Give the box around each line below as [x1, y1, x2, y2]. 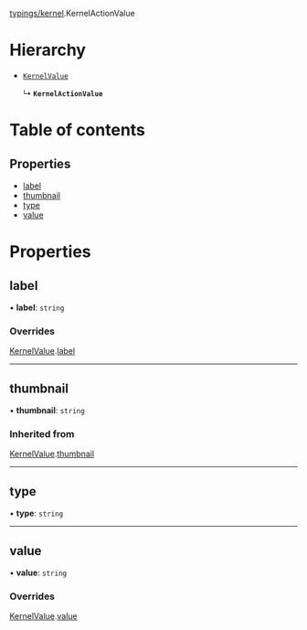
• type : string [9, 507, 64, 519]
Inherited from [9, 427, 75, 440]
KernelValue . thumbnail [9, 448, 94, 460]
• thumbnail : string [9, 405, 85, 416]
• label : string [9, 302, 65, 313]
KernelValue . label [9, 346, 76, 357]
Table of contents [9, 120, 146, 141]
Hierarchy [9, 40, 87, 60]
